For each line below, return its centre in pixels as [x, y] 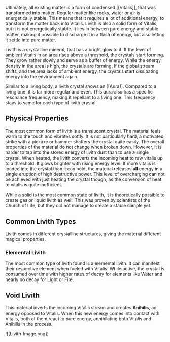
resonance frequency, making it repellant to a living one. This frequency [80, 97]
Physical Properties [37, 119]
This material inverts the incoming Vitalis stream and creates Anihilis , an [81, 307]
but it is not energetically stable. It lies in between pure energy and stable [82, 29]
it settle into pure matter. [31, 40]
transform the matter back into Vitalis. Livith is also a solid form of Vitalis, [82, 23]
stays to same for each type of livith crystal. [51, 103]
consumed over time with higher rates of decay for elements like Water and [84, 274]
